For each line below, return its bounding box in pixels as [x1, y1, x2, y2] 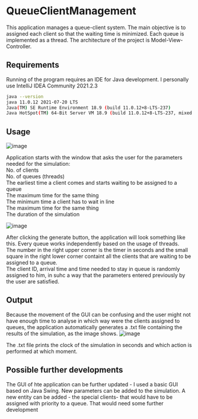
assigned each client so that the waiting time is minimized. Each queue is [6, 30, 184, 37]
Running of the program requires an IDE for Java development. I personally [6, 75, 189, 83]
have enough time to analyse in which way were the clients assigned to [6, 317, 180, 325]
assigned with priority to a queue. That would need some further [6, 399, 164, 407]
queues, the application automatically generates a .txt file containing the [6, 323, 183, 330]
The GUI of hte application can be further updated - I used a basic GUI [6, 380, 178, 388]
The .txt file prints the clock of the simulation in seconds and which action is [6, 341, 192, 348]
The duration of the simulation [6, 211, 80, 218]
